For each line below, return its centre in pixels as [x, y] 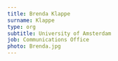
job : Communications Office [48, 40]
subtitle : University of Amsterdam [59, 33]
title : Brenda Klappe [39, 14]
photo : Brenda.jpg [34, 46]
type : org [22, 27]
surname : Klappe [31, 20]
